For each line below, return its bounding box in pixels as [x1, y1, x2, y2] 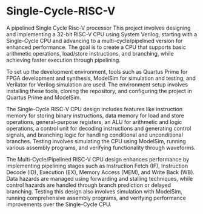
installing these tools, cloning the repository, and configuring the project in [6, 87, 192, 94]
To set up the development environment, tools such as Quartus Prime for [6, 68, 188, 75]
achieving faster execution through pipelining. [6, 56, 121, 63]
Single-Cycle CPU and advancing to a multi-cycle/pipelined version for [6, 37, 183, 44]
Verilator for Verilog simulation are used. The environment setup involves [6, 80, 188, 88]
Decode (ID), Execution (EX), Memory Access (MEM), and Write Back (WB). [6, 168, 195, 176]
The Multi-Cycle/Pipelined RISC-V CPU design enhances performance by [6, 155, 190, 163]
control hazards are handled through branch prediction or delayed [6, 181, 171, 189]
